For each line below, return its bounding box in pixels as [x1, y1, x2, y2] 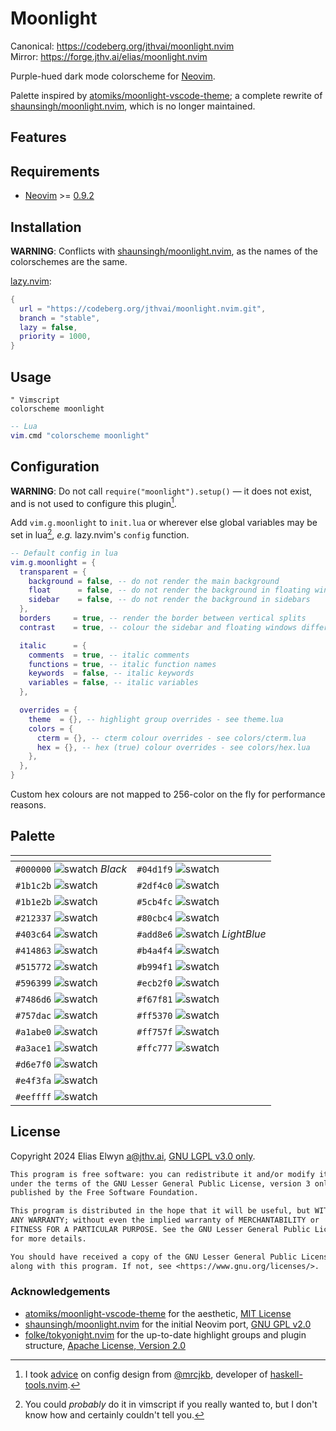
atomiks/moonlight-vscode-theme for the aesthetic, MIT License [24, 1307, 292, 1319]
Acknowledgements [10, 1285, 111, 1299]
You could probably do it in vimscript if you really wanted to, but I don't [24, 1398, 318, 1410]
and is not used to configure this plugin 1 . [10, 495, 177, 509]
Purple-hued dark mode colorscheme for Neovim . [10, 70, 216, 82]
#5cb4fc [136, 896, 173, 907]
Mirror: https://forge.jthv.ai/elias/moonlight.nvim [10, 50, 208, 62]
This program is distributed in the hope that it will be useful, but [10, 1206, 311, 1216]
